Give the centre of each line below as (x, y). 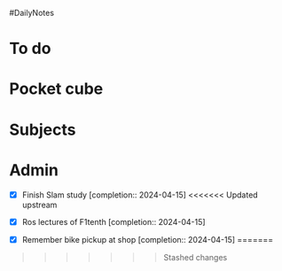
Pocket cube (56, 89)
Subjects (43, 130)
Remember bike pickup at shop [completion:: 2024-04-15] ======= (147, 239)
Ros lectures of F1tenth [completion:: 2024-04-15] (114, 221)
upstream (39, 205)
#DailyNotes (32, 13)
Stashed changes (196, 257)
